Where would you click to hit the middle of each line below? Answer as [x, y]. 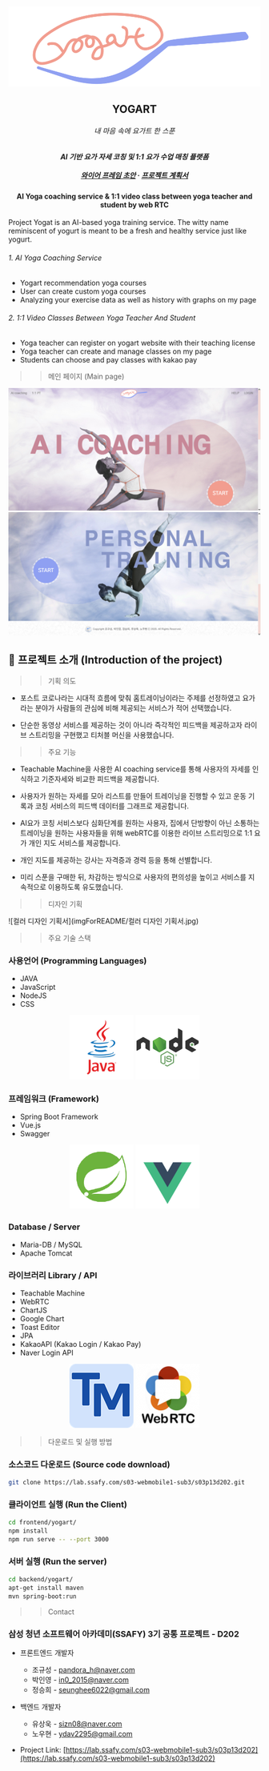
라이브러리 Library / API [53, 1275]
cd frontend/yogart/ [43, 1523]
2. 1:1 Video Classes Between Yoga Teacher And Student [102, 318]
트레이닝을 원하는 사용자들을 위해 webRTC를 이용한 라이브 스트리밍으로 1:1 [136, 833]
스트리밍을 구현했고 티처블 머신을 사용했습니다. [101, 735]
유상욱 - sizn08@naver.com [77, 1724]
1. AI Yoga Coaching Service [55, 258]
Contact [61, 1612]
